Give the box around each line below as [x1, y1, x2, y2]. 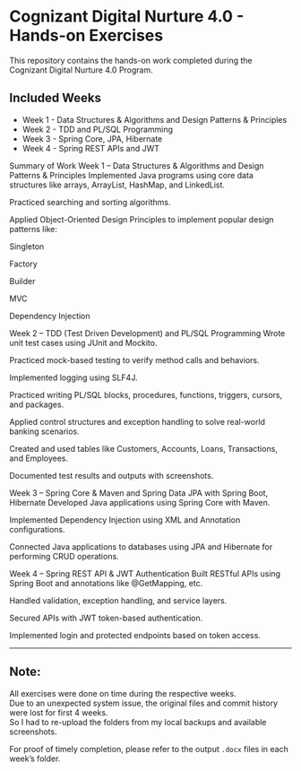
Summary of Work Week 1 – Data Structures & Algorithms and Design [9, 160, 264, 171]
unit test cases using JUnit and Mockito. [9, 337, 158, 348]
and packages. [9, 399, 64, 410]
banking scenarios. [9, 426, 81, 437]
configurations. [9, 524, 65, 534]
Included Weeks [9, 91, 101, 106]
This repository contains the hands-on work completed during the [9, 55, 253, 65]
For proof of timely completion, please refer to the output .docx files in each [9, 743, 288, 754]
